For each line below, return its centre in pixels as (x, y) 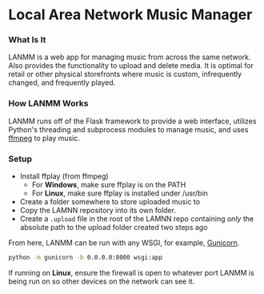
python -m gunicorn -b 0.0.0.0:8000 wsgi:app (85, 258)
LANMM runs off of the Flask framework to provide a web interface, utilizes (132, 121)
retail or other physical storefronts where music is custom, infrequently (125, 75)
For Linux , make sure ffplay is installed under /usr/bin (120, 193)
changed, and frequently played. (62, 83)
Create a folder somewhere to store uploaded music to (110, 202)
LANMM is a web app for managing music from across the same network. (130, 57)
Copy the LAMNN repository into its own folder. (98, 211)
